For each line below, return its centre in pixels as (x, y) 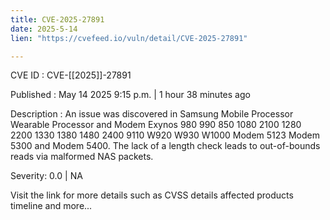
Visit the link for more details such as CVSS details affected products (152, 195)
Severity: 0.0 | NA (46, 176)
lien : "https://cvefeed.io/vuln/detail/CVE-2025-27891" (129, 38)
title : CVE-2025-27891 (57, 19)
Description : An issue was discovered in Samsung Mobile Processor (152, 114)
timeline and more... (51, 206)
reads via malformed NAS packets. (82, 157)
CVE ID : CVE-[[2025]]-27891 (71, 75)
